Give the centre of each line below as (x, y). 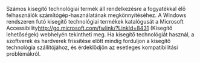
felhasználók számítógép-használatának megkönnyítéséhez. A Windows (96, 15)
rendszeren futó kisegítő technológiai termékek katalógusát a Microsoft (95, 22)
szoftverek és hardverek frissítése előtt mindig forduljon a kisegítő (89, 41)
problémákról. (24, 54)
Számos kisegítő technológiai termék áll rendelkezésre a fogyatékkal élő (96, 9)
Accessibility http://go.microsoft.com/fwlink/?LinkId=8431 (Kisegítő (89, 28)
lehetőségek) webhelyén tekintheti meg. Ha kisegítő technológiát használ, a (100, 35)
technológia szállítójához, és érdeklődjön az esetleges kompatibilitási (92, 47)
